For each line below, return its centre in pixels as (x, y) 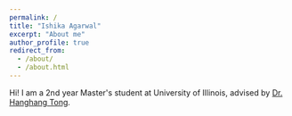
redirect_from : (37, 51)
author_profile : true (49, 42)
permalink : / (33, 17)
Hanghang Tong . (40, 102)
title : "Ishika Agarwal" (55, 26)
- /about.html (43, 68)
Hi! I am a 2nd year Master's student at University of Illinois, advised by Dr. (146, 92)
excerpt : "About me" (48, 34)
